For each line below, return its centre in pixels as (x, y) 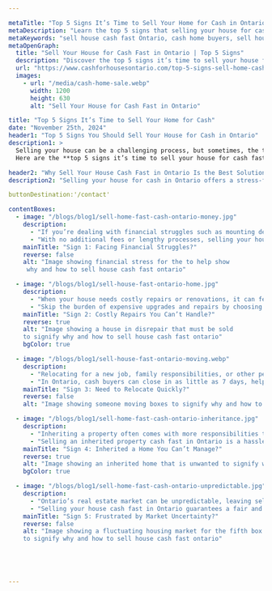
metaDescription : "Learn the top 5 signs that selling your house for (130, 30)
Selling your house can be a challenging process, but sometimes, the (137, 151)
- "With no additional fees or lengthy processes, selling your (140, 240)
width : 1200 (50, 91)
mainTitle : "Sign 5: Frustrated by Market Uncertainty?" (121, 516)
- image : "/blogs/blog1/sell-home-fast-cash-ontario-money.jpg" (126, 217)
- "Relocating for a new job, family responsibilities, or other (142, 374)
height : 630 (50, 98)
